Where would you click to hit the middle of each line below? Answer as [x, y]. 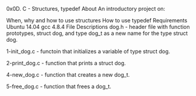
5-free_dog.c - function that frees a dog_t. [59, 86]
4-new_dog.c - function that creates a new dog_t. [68, 75]
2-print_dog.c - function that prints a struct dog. [66, 63]
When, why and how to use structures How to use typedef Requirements [97, 20]
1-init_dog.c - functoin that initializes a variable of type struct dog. [88, 51]
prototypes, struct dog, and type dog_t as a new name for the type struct [97, 33]
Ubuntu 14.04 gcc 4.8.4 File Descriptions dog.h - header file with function [98, 27]
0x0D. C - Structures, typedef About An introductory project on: [86, 9]
